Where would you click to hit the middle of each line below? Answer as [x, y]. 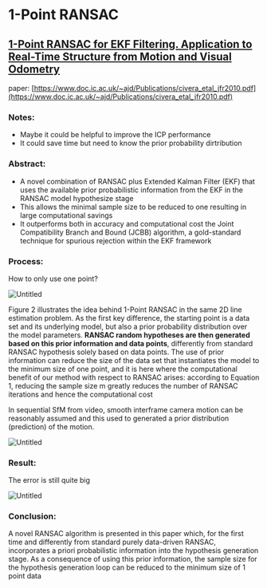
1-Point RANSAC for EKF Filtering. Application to [130, 44]
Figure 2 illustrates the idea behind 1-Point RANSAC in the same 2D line [125, 310]
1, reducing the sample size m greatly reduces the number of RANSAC [124, 385]
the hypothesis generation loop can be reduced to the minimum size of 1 [127, 567]
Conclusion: [32, 516]
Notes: [22, 117]
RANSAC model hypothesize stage [77, 198]
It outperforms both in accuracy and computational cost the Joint [127, 223]
